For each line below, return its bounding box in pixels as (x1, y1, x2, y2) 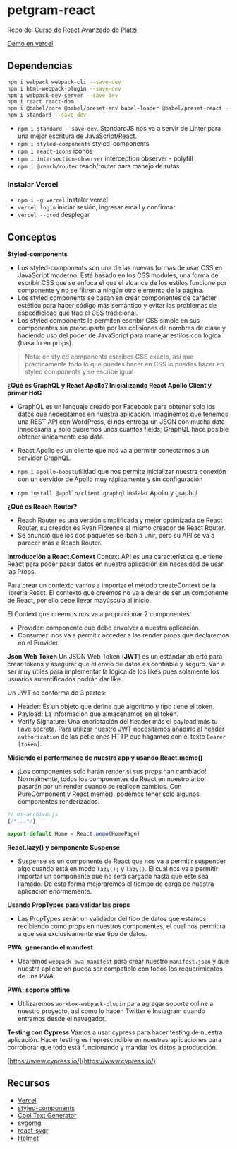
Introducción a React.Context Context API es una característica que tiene (7, 553, 223, 561)
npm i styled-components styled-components (17, 139, 150, 147)
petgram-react (7, 2, 95, 18)
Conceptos (7, 231, 57, 243)
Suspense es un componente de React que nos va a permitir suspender (17, 857, 226, 865)
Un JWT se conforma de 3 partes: (7, 688, 107, 697)
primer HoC (7, 388, 42, 398)
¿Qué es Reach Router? (7, 502, 78, 511)
